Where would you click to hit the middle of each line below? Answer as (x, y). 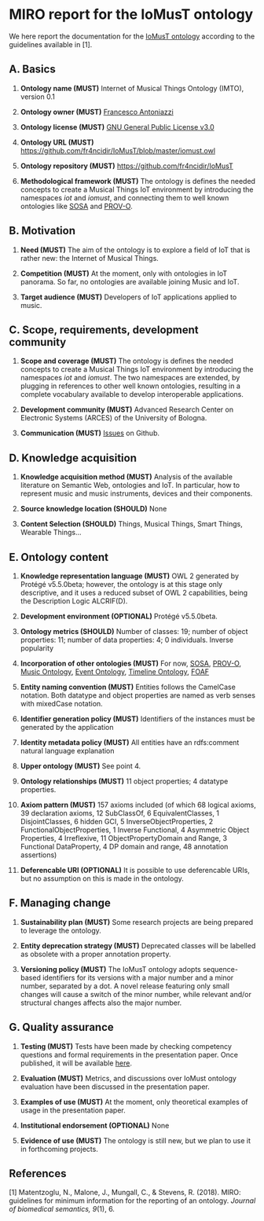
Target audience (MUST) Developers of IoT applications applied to (128, 297)
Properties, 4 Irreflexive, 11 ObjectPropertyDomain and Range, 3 (123, 838)
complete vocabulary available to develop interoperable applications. (132, 394)
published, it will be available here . (76, 1063)
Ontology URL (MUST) (57, 142)
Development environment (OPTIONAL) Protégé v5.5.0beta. (119, 616)
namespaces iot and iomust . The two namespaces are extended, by (130, 378)
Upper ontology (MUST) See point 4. (81, 766)
